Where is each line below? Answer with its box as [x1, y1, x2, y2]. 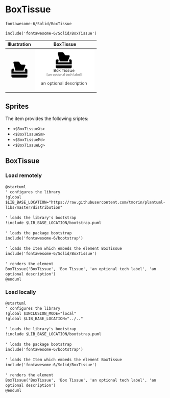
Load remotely [5, 172, 42, 179]
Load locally [5, 288, 36, 295]
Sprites [5, 102, 29, 111]
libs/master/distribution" [5, 205, 63, 210]
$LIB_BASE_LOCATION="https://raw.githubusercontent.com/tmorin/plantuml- [5, 200, 166, 205]
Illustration [7, 41, 32, 47]
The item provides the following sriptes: [5, 115, 89, 122]
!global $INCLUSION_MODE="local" [5, 311, 77, 316]
